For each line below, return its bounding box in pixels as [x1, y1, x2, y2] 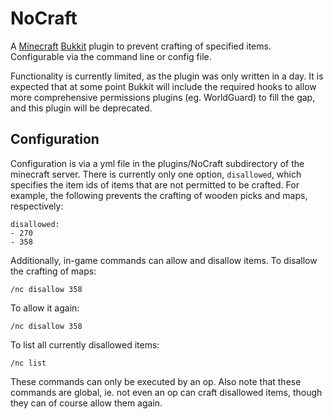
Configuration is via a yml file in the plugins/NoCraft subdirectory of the [10, 157, 305, 169]
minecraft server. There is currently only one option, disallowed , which [10, 168, 302, 180]
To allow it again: [10, 302, 80, 314]
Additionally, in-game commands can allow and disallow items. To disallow [10, 254, 318, 266]
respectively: [10, 200, 64, 212]
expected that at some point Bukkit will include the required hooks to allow [10, 80, 317, 92]
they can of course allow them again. [10, 397, 163, 409]
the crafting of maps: [10, 265, 97, 277]
